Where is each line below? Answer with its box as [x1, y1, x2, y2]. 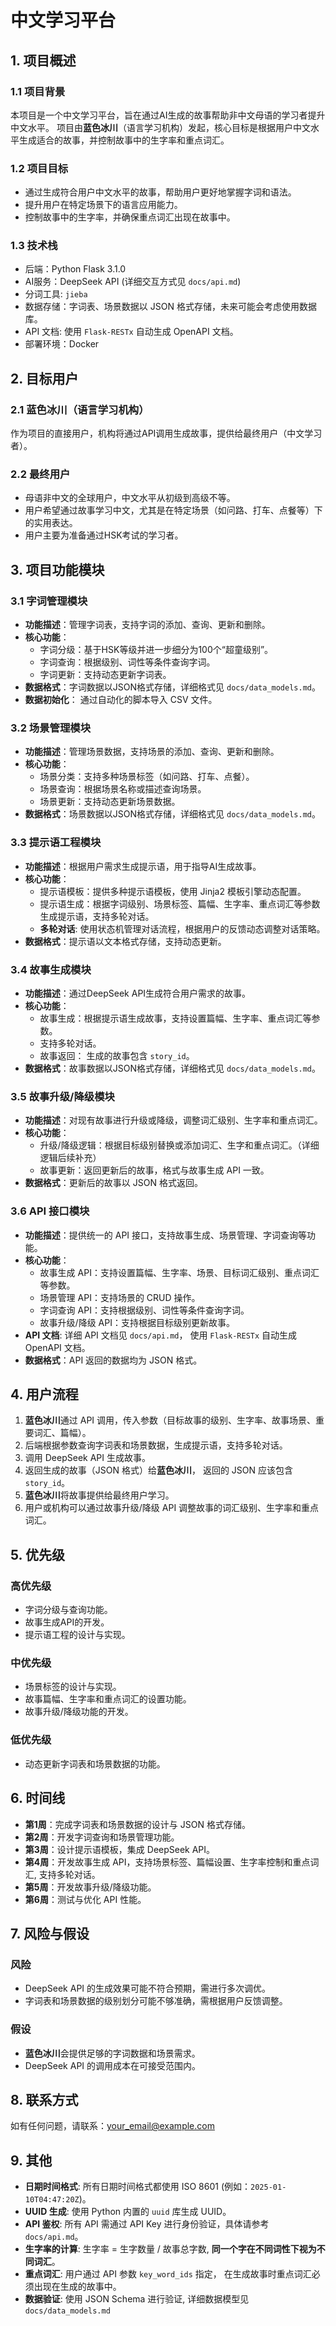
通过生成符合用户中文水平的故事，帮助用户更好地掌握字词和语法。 [24, 186, 297, 198]
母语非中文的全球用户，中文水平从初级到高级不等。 [24, 492, 236, 504]
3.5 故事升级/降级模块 [10, 1089, 115, 1103]
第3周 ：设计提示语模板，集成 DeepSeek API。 [24, 1843, 216, 1855]
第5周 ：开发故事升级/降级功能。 [24, 1881, 157, 1893]
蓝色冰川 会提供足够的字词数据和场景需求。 [24, 2047, 201, 2059]
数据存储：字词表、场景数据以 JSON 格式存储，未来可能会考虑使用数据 [24, 301, 317, 313]
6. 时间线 [10, 1790, 66, 1807]
